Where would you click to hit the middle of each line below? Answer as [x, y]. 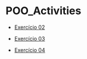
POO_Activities [44, 11]
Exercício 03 [29, 38]
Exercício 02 [29, 27]
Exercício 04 [29, 50]
